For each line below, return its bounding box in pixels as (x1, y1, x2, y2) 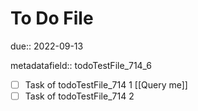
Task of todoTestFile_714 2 (24, 90, 135, 102)
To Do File (10, 7, 94, 30)
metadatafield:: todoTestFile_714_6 (10, 59, 153, 71)
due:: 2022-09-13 (10, 40, 84, 52)
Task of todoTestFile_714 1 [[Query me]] (24, 78, 188, 91)
